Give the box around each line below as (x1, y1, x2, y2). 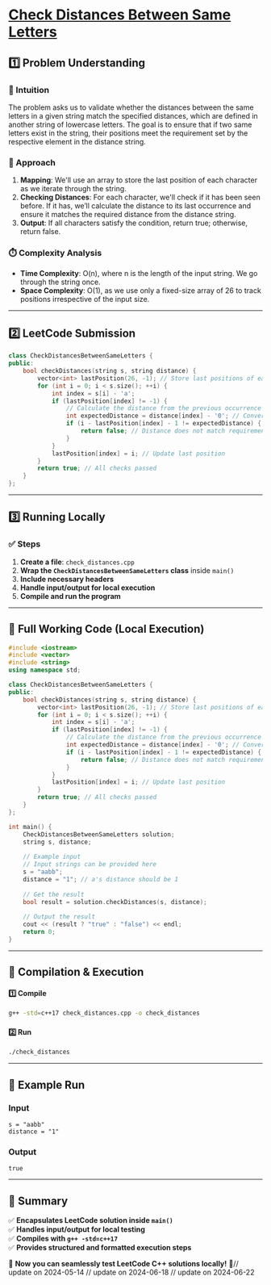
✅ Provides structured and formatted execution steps (8, 1243, 192, 1253)
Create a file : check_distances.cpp (19, 557, 135, 567)
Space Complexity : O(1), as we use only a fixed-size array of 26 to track (19, 286, 262, 295)
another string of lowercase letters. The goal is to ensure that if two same (8, 119, 252, 129)
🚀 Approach (8, 157, 56, 168)
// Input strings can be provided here (23, 860, 157, 869)
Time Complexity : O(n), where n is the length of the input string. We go (19, 269, 258, 278)
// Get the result (23, 890, 85, 898)
